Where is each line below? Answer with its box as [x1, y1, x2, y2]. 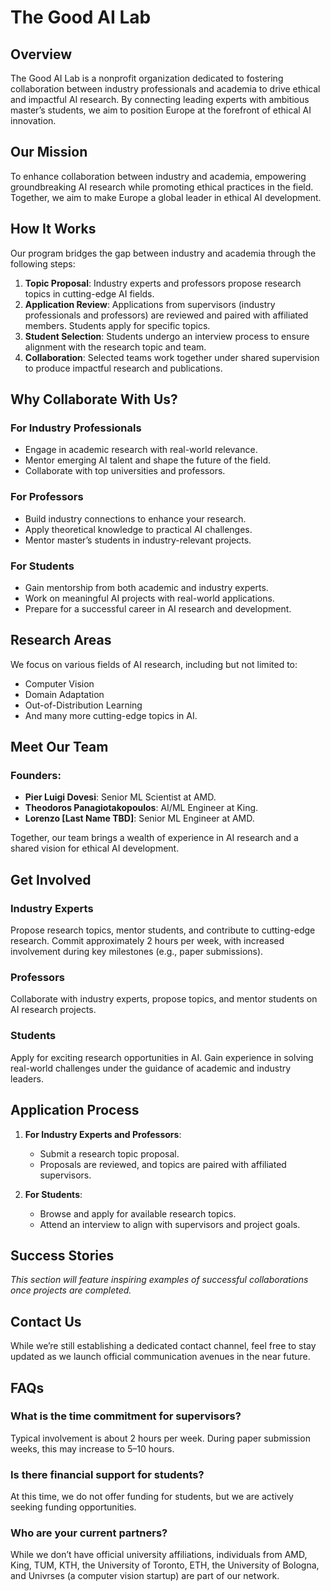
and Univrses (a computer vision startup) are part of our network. [10, 1570, 280, 1582]
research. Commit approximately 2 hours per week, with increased [10, 935, 285, 947]
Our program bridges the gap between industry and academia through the [10, 247, 317, 259]
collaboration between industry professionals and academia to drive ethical [10, 83, 321, 95]
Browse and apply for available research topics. [39, 1207, 237, 1220]
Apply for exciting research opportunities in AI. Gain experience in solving [10, 1051, 314, 1063]
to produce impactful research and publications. [24, 362, 223, 374]
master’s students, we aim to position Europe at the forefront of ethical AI [10, 104, 312, 116]
